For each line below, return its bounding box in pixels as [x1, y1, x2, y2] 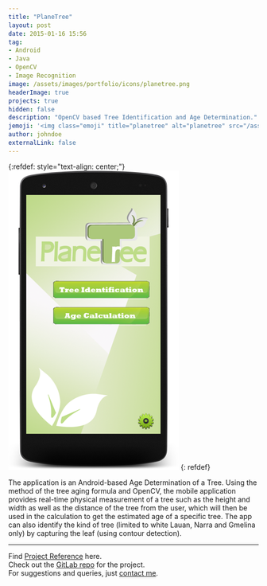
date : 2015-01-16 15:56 [8, 29, 87, 37]
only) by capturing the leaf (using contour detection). [8, 528, 182, 537]
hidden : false [8, 105, 56, 113]
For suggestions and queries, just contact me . [8, 568, 159, 577]
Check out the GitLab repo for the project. [8, 560, 145, 569]
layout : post [8, 21, 52, 29]
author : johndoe [8, 131, 62, 139]
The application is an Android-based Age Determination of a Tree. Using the [8, 478, 257, 487]
